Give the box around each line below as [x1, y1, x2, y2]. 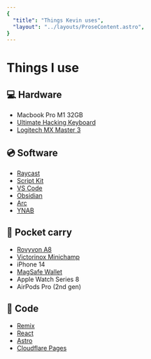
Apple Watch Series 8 [16, 275, 80, 283]
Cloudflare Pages [16, 344, 67, 352]
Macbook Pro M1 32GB [16, 111, 83, 119]
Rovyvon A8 [16, 245, 52, 253]
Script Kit [16, 177, 44, 185]
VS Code [16, 184, 43, 193]
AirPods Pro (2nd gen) [16, 282, 82, 291]
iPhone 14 [16, 260, 45, 269]
